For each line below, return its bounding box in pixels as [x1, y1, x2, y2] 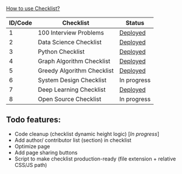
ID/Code [9, 19, 32, 27]
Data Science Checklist [37, 38, 102, 46]
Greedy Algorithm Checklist [37, 67, 114, 75]
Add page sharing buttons [14, 149, 78, 156]
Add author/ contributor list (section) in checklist [14, 137, 132, 144]
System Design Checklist [37, 76, 107, 84]
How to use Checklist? [6, 5, 60, 12]
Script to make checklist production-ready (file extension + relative [14, 155, 176, 162]
